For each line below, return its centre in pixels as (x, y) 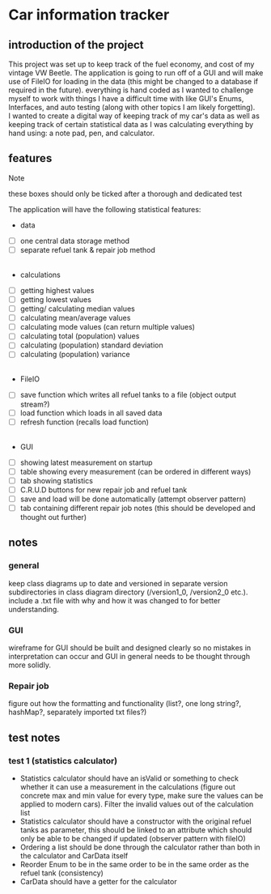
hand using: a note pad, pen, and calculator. (82, 133)
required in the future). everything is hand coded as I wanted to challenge (131, 90)
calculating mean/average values (75, 318)
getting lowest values (55, 300)
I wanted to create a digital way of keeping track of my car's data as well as (134, 116)
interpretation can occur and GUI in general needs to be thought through (129, 656)
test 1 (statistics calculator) (63, 760)
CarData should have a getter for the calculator (98, 881)
